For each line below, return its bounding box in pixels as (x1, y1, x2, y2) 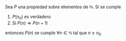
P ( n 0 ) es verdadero (12, 14, 51, 20)
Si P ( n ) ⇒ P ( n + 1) (12, 20, 48, 26)
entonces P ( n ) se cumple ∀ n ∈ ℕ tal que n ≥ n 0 (5, 30, 102, 37)
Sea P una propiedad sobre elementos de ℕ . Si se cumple (5, 4, 121, 10)
